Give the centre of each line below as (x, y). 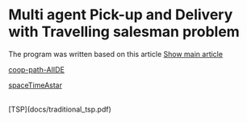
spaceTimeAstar (36, 85)
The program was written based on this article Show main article (116, 54)
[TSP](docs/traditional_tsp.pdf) (60, 109)
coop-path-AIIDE (36, 69)
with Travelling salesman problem (124, 32)
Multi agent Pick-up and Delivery (121, 15)
